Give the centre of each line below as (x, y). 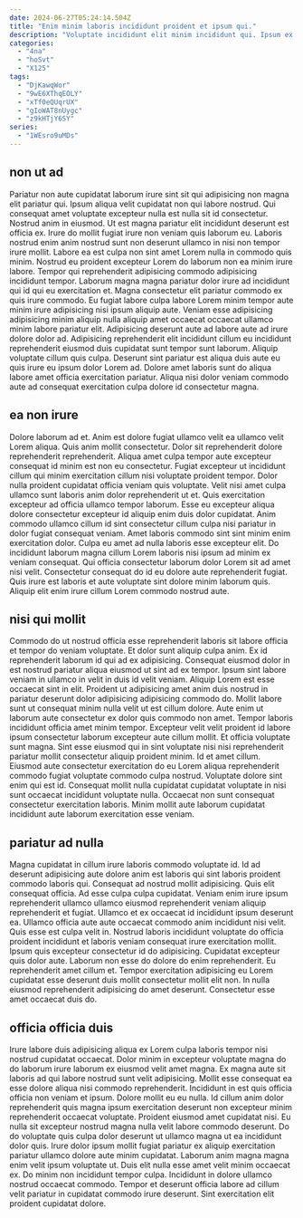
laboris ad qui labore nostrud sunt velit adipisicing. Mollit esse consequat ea (151, 1078)
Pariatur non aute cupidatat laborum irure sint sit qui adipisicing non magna (149, 194)
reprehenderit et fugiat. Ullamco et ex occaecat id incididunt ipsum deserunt (151, 913)
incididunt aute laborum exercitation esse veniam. (102, 814)
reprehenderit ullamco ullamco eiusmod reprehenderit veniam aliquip (138, 903)
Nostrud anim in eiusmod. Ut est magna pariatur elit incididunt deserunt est (149, 223)
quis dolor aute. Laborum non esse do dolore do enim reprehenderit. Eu (142, 961)
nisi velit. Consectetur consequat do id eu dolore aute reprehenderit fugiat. (148, 571)
